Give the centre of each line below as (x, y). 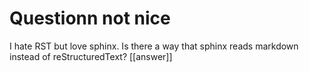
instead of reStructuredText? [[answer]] (91, 56)
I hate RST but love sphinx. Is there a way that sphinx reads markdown (154, 46)
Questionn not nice (90, 18)
